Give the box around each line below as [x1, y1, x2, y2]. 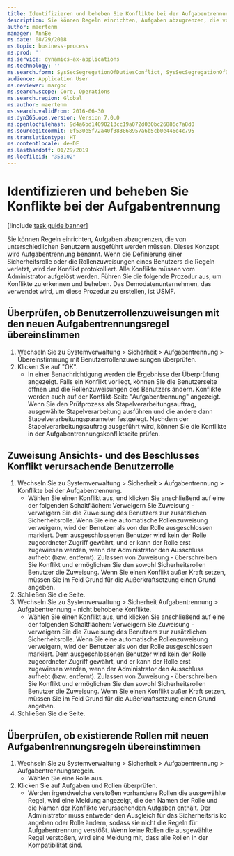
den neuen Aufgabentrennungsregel [7, 318, 169, 330]
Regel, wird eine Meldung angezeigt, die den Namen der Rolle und [27, 797, 218, 805]
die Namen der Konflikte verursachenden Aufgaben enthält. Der [27, 804, 211, 812]
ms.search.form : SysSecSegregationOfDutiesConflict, [7, 69, 164, 76]
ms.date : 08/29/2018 [7, 36, 68, 43]
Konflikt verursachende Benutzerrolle [7, 461, 175, 473]
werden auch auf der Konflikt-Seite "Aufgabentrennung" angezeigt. [27, 392, 221, 401]
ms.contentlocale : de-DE [7, 141, 79, 148]
